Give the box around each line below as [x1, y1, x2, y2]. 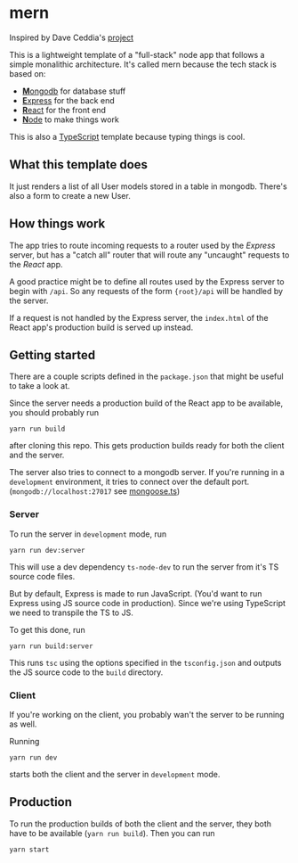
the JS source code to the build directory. [9, 667, 164, 678]
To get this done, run [9, 624, 86, 635]
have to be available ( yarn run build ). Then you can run [9, 827, 215, 838]
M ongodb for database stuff [21, 86, 126, 96]
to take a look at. [9, 381, 70, 391]
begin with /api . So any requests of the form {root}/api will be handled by [9, 285, 283, 296]
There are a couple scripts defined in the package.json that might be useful [9, 371, 284, 382]
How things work [9, 217, 106, 232]
